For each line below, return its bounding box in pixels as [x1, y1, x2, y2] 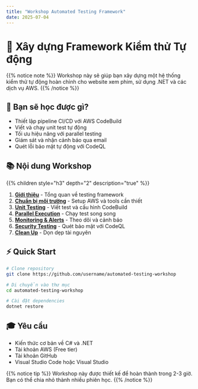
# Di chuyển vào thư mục [6, 282, 70, 288]
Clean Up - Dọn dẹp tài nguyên [14, 229, 91, 236]
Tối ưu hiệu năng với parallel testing [14, 130, 102, 137]
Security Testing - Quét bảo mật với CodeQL [14, 223, 126, 230]
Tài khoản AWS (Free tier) [14, 346, 78, 353]
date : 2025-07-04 [6, 14, 49, 20]
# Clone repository [6, 265, 55, 271]
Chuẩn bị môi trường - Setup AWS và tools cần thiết [14, 197, 142, 205]
